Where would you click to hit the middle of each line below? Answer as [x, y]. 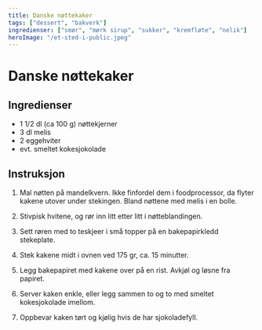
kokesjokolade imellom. [57, 302]
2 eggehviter [40, 141]
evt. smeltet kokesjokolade [63, 149]
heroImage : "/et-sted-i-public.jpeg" [70, 37]
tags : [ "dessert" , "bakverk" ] [58, 23]
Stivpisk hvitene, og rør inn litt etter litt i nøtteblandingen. [111, 216]
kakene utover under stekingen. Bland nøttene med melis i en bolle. [128, 201]
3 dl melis [35, 132]
